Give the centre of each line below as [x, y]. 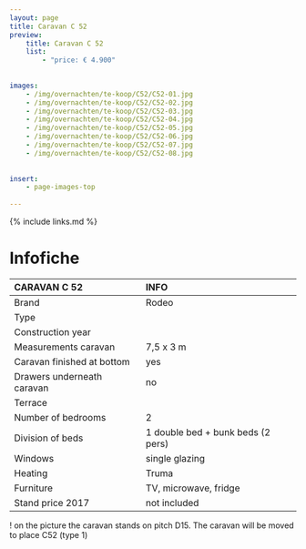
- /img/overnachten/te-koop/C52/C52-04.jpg [110, 119]
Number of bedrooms [60, 417]
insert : [24, 178]
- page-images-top [61, 188]
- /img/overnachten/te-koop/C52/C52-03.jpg [110, 111]
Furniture [33, 488]
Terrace [31, 402]
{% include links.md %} [54, 221]
